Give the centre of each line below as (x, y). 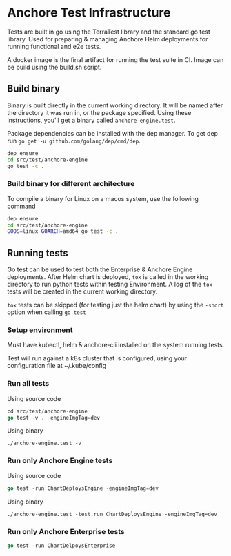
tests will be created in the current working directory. (82, 291)
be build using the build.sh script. (54, 67)
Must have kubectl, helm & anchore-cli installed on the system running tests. (116, 345)
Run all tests (28, 384)
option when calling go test (47, 312)
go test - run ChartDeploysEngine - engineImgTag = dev (83, 488)
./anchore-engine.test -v (44, 443)
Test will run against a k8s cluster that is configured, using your (97, 358)
